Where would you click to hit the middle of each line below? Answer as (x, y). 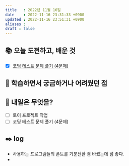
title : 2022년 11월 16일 (33, 10)
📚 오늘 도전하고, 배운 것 (40, 50)
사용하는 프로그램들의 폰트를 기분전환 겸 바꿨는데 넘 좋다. (68, 154)
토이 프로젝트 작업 (30, 115)
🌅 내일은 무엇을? (29, 102)
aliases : (16, 24)
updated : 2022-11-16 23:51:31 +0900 (45, 19)
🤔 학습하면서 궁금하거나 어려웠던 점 (56, 83)
